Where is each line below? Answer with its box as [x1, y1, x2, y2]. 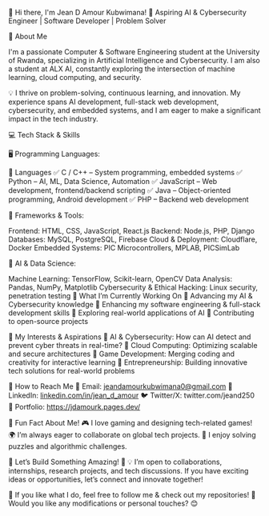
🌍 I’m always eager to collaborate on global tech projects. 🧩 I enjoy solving [8, 430, 256, 439]
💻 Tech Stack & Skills [8, 130, 80, 139]
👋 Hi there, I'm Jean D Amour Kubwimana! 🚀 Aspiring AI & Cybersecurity [8, 8, 247, 17]
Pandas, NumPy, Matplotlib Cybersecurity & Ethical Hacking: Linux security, [8, 282, 259, 292]
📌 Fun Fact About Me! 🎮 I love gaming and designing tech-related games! [8, 418, 253, 427]
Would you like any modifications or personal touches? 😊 [8, 498, 199, 508]
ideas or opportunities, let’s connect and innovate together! [8, 474, 203, 484]
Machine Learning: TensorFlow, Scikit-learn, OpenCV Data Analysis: [8, 274, 233, 283]
